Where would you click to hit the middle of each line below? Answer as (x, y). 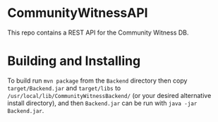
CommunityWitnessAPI (78, 13)
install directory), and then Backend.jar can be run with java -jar (102, 103)
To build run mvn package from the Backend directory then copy (97, 80)
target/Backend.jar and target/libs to (64, 88)
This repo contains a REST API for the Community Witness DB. (98, 32)
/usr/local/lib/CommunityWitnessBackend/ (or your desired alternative (109, 95)
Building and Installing (74, 61)
